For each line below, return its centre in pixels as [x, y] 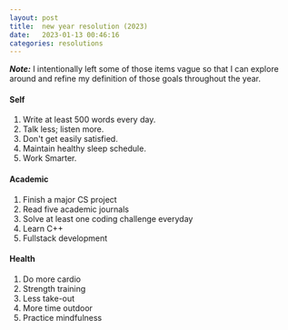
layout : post [34, 18]
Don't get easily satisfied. [70, 139]
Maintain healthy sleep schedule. [84, 149]
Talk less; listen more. [63, 129]
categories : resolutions [56, 43]
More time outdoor [58, 308]
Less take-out [49, 298]
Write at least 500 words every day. [89, 120]
